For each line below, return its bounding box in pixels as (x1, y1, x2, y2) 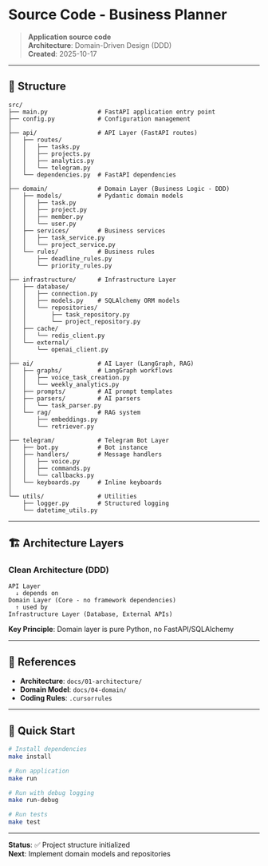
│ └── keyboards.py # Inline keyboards (8, 478, 162, 487)
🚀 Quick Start (8, 724, 76, 737)
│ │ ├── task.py (8, 198, 77, 207)
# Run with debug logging (8, 789, 94, 796)
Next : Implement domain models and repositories (8, 849, 171, 859)
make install (8, 753, 52, 761)
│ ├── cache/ (8, 324, 59, 332)
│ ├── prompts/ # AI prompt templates (8, 387, 173, 395)
